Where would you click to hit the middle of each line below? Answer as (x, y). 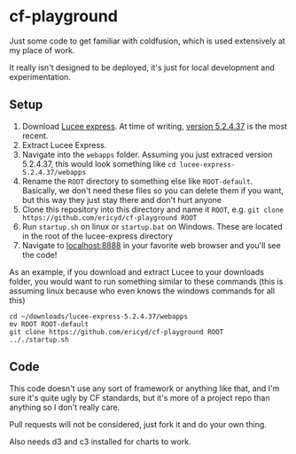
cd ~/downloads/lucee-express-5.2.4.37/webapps (99, 317)
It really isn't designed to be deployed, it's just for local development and (142, 67)
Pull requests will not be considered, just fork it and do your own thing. (138, 424)
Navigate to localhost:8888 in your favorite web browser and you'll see (151, 245)
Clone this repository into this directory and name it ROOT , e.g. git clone (153, 209)
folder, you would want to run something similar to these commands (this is (146, 281)
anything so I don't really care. (65, 407)
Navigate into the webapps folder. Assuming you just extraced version (147, 154)
